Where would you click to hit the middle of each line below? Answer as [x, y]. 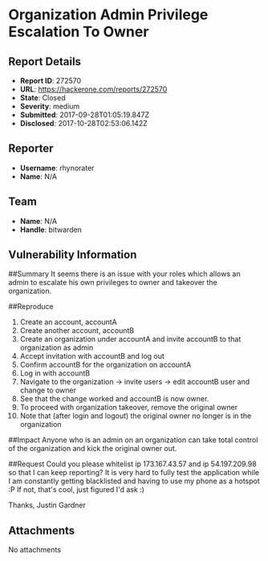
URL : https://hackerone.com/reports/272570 [93, 89]
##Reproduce [31, 307]
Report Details [45, 61]
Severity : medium [50, 106]
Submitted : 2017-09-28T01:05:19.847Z [85, 115]
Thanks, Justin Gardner [47, 505]
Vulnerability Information [73, 255]
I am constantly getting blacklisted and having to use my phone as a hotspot [134, 481]
